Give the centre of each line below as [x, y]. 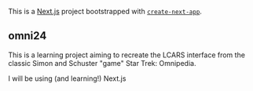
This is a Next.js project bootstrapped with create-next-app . [105, 11]
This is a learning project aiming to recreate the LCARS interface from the [127, 55]
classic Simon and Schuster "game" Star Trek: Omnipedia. [102, 63]
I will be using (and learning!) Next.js [67, 78]
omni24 [27, 36]
